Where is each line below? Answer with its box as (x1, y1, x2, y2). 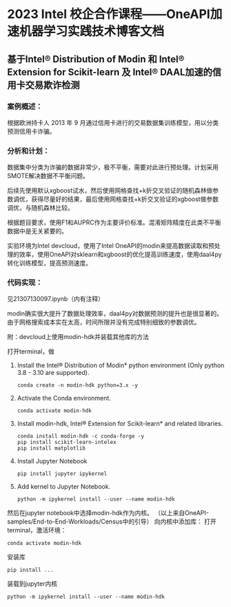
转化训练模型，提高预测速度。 (7, 259, 92, 267)
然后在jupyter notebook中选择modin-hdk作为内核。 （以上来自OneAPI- (7, 509, 209, 517)
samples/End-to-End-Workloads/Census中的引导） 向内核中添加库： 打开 (7, 517, 217, 526)
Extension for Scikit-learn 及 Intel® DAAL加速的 (7, 66, 212, 78)
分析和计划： (7, 146, 50, 155)
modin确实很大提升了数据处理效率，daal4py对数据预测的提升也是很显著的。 (7, 309, 223, 318)
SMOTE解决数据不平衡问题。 (7, 172, 90, 180)
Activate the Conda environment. (17, 394, 112, 403)
